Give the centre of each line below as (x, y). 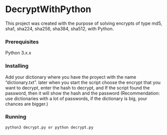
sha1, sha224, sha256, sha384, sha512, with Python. (60, 28)
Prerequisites (22, 41)
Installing (17, 66)
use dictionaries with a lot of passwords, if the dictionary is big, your (76, 98)
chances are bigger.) (27, 104)
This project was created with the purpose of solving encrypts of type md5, (84, 23)
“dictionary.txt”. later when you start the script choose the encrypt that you (83, 82)
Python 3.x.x (18, 53)
